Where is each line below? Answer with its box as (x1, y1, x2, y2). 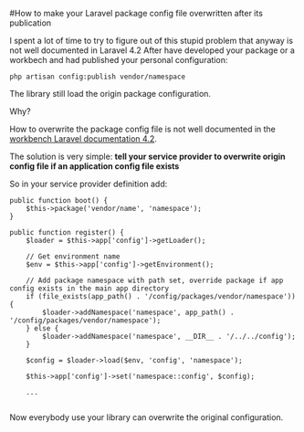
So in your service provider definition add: (9, 178, 168, 189)
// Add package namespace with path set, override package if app (26, 276, 284, 285)
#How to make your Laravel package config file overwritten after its (9, 8, 263, 18)
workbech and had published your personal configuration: (9, 55, 228, 65)
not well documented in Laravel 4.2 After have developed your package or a (9, 45, 295, 56)
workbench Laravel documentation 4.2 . (9, 133, 157, 144)
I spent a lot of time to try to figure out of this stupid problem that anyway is (9, 36, 294, 46)
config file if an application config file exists (9, 161, 180, 172)
